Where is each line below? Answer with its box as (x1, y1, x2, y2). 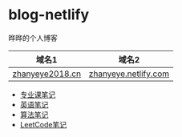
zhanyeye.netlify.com (88, 68, 170, 79)
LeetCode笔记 (19, 119, 67, 129)
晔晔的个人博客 (8, 33, 58, 42)
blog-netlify (8, 6, 90, 24)
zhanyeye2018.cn (12, 68, 82, 79)
